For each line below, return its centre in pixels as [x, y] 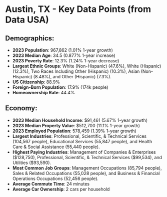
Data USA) [27, 20]
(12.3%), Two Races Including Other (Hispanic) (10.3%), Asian [76, 71]
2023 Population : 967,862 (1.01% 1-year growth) [63, 50]
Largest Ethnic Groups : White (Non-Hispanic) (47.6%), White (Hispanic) [87, 66]
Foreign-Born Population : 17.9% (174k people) [60, 87]
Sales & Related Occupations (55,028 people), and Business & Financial [86, 173]
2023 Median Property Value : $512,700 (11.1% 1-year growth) [76, 125]
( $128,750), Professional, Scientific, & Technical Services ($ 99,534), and [87, 157]
